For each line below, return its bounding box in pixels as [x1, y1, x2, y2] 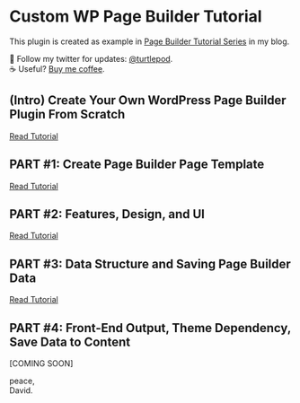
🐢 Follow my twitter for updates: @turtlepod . [9, 53, 173, 64]
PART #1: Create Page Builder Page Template [9, 157, 265, 172]
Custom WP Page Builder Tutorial [9, 6, 262, 27]
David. [9, 385, 33, 396]
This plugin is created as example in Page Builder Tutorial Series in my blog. [9, 36, 290, 47]
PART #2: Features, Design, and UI [9, 206, 205, 222]
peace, [9, 375, 35, 386]
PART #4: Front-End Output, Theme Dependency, [9, 320, 292, 336]
